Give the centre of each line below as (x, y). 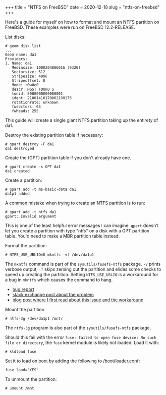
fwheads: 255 (25, 111)
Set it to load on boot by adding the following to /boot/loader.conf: (73, 361)
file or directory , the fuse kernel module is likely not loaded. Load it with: (82, 342)
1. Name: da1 (19, 63)
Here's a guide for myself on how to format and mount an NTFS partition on (82, 22)
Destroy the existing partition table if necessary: (54, 135)
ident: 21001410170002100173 (42, 98)
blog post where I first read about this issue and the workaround (78, 300)
